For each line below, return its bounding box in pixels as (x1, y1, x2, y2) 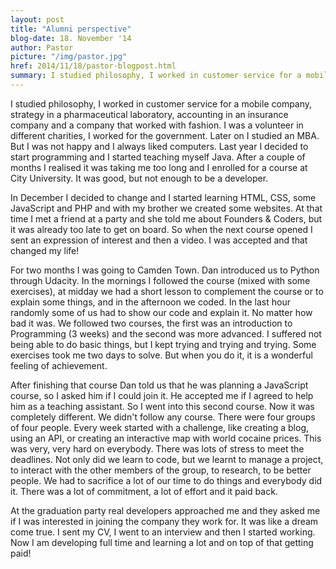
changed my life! (10, 244, 80, 256)
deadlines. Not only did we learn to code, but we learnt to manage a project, (10, 453, 324, 465)
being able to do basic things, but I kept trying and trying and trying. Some (10, 338, 317, 350)
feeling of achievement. (10, 359, 108, 371)
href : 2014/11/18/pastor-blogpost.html (10, 61, 177, 71)
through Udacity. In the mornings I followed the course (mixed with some (10, 274, 311, 286)
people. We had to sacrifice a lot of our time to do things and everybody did (10, 474, 323, 486)
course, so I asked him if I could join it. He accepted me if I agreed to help (10, 389, 314, 401)
